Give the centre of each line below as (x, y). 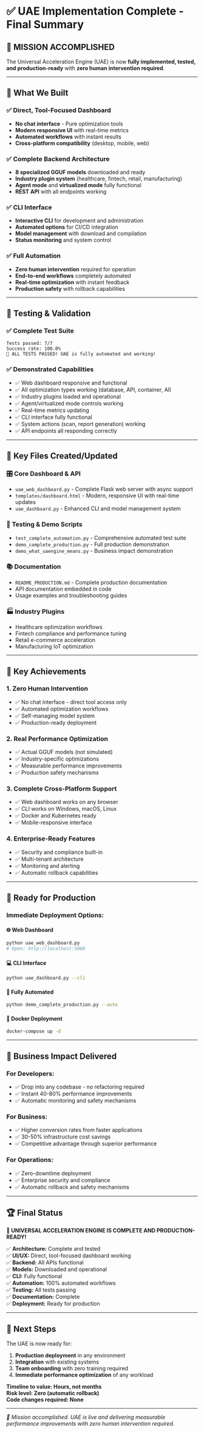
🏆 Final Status (35, 1213)
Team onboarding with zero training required (72, 1368)
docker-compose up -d (34, 1031)
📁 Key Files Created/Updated (62, 456)
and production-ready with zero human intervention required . (86, 68)
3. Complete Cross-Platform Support (62, 789)
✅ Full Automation (34, 256)
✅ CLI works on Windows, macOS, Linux (66, 809)
